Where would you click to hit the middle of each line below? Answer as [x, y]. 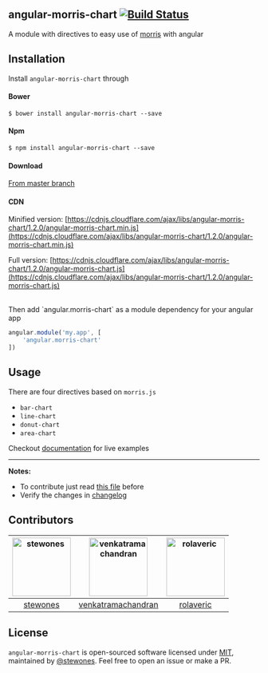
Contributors [41, 520]
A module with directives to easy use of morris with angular [106, 34]
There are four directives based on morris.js [83, 391]
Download [26, 165]
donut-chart [39, 425]
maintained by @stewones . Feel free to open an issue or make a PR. [120, 660]
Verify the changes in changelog [73, 495]
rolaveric [195, 604]
